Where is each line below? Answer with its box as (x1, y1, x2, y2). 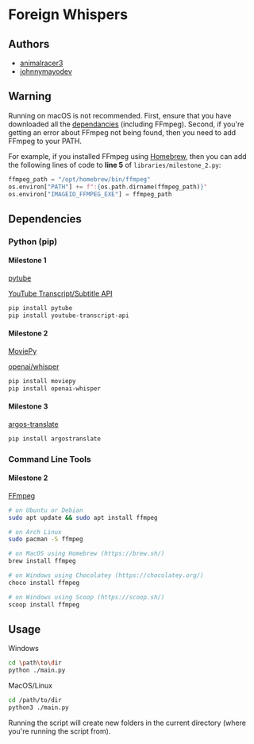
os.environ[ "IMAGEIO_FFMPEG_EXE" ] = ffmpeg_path (8, 190, 172, 198)
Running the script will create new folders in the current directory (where (8, 718, 246, 727)
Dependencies (8, 212, 82, 226)
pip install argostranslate (8, 435, 102, 443)
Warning (8, 90, 52, 103)
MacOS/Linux (8, 681, 53, 691)
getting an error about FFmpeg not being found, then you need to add (8, 127, 237, 137)
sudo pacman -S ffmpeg (8, 535, 83, 544)
